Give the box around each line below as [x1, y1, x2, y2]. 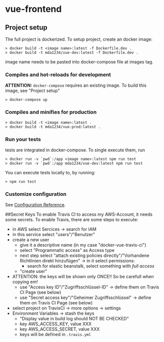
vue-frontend [5, 3, 62, 15]
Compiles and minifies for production [5, 109, 97, 116]
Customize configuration [5, 191, 67, 197]
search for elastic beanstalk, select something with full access [27, 263, 155, 269]
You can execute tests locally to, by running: [5, 169, 96, 175]
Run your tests [5, 136, 41, 143]
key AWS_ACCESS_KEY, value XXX [19, 321, 92, 327]
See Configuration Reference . [5, 202, 66, 208]
